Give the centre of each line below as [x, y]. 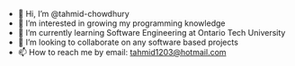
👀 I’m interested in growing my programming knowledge [121, 23]
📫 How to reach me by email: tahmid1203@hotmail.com [122, 52]
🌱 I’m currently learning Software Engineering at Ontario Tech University [152, 33]
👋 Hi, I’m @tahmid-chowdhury [74, 14]
